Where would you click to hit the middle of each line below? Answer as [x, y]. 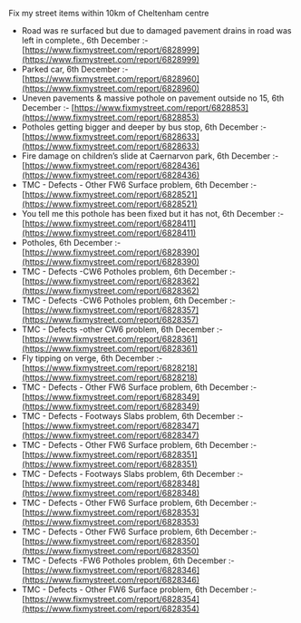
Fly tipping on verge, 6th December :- [92, 358]
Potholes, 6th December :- [71, 243]
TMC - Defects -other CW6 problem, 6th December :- [122, 329]
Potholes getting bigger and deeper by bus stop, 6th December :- [144, 127]
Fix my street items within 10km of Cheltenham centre [109, 13]
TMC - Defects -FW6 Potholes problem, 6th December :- [128, 560]
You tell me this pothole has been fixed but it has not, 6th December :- [153, 214]
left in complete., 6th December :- [85, 40]
